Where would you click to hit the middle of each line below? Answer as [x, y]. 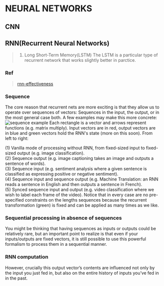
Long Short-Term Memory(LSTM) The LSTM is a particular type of [91, 55]
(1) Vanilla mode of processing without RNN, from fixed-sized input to [75, 148]
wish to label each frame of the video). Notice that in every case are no [77, 195]
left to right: [17, 138]
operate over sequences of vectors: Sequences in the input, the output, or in [82, 112]
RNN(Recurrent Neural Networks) [57, 43]
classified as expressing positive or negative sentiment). [62, 174]
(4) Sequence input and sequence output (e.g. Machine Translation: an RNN [82, 179]
